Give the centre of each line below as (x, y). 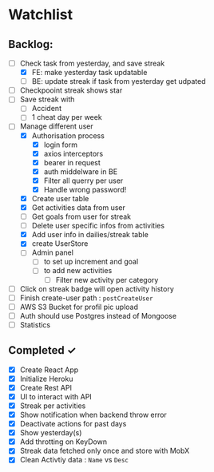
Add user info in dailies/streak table (90, 235)
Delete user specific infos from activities (98, 226)
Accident (47, 109)
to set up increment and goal (91, 262)
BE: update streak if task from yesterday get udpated (119, 81)
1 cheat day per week (67, 117)
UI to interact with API (55, 396)
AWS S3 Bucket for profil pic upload (79, 307)
